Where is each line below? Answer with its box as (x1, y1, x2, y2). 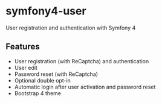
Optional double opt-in (14, 76, 71, 84)
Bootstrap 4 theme (14, 89, 62, 97)
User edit (14, 64, 37, 71)
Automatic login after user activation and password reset (14, 83, 156, 90)
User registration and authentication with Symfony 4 (5, 24, 136, 31)
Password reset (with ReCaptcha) (14, 70, 98, 78)
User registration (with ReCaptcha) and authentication (14, 57, 149, 64)
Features (5, 42, 40, 52)
